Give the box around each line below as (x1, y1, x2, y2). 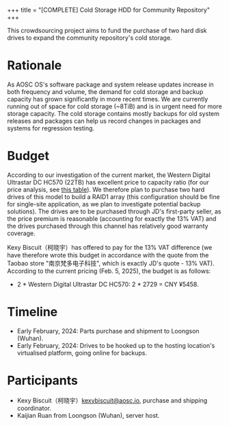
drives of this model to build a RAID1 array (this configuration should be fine (7, 192, 220, 201)
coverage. (7, 229, 36, 237)
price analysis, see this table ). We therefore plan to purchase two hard (7, 185, 205, 193)
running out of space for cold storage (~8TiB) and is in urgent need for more (7, 102, 222, 110)
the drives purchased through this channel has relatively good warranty (7, 222, 208, 230)
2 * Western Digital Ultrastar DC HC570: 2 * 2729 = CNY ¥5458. (16, 280, 200, 288)
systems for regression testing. (7, 123, 94, 132)
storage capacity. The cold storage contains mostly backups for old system (7, 109, 220, 117)
